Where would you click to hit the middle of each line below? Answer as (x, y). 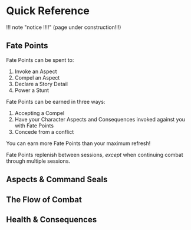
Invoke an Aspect (36, 71)
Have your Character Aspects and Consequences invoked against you (100, 119)
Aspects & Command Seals (57, 180)
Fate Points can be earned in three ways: (56, 101)
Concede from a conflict (44, 132)
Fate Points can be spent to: (40, 60)
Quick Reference (48, 11)
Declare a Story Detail (41, 84)
